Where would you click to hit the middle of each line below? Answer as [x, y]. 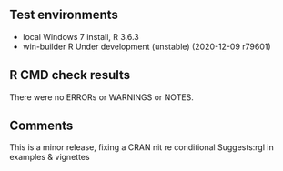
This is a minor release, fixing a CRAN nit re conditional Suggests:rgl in [142, 147]
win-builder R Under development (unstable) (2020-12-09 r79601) [147, 46]
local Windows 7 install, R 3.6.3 [81, 36]
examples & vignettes [50, 157]
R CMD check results [70, 75]
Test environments [64, 15]
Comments [41, 126]
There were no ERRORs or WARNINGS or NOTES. [101, 97]
